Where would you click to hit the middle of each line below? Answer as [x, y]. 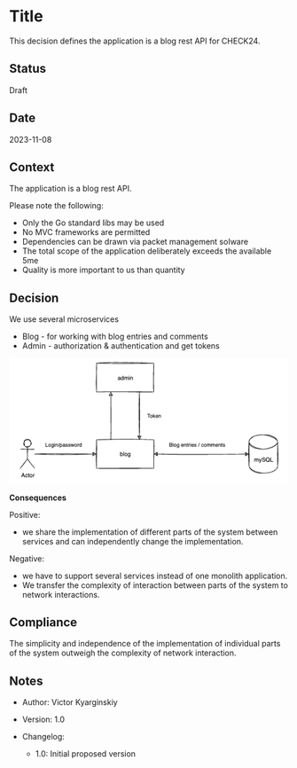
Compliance [43, 623]
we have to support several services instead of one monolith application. [155, 576]
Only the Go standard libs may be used [93, 223]
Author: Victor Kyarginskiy [70, 702]
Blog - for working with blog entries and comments [115, 337]
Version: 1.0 [43, 719]
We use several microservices [64, 319]
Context [32, 167]
